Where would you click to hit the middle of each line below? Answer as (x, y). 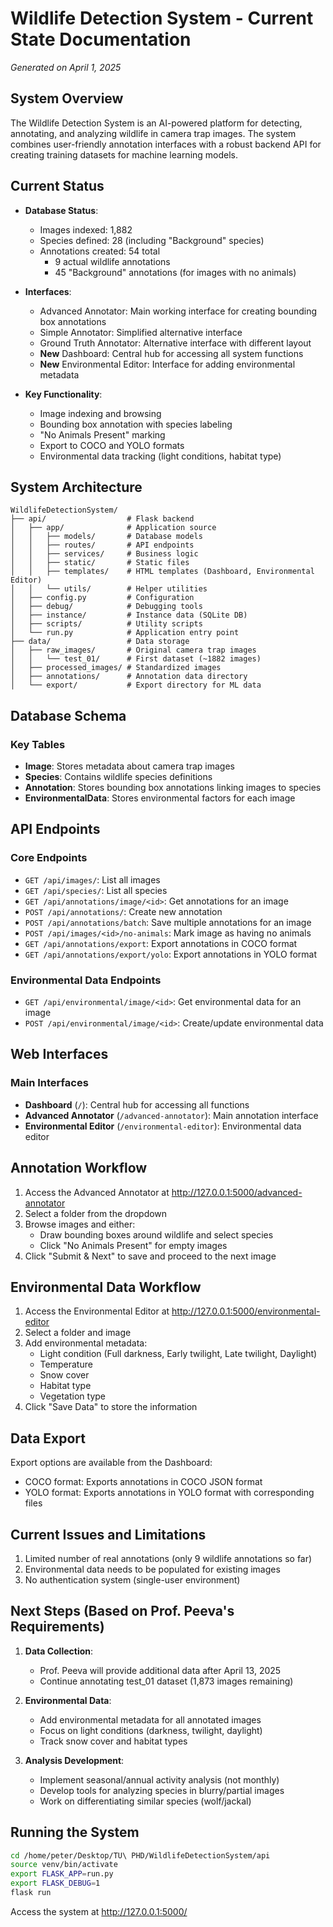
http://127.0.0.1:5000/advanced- (237, 1192)
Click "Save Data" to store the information (111, 1407)
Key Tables (38, 744)
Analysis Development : (74, 1760)
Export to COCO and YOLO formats (112, 445)
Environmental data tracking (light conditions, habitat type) (160, 456)
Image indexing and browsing (100, 413)
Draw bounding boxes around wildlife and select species (156, 1234)
